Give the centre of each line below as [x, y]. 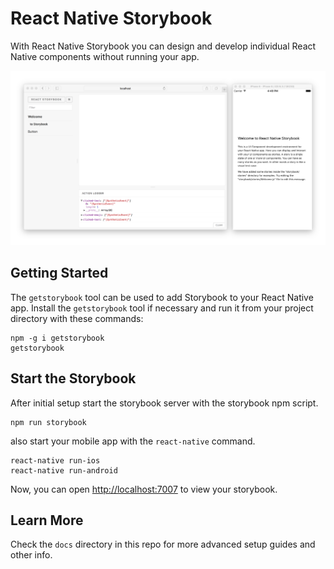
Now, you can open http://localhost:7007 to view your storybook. [144, 489]
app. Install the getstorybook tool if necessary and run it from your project [162, 308]
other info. [31, 555]
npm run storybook [48, 422]
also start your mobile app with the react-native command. [133, 441]
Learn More [47, 520]
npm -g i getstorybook [57, 338]
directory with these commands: [77, 318]
